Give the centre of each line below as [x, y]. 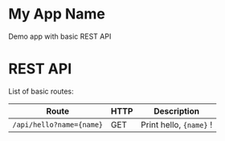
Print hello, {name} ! [176, 124]
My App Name [57, 14]
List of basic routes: [41, 91]
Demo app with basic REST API [60, 36]
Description [176, 111]
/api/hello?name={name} [58, 124]
